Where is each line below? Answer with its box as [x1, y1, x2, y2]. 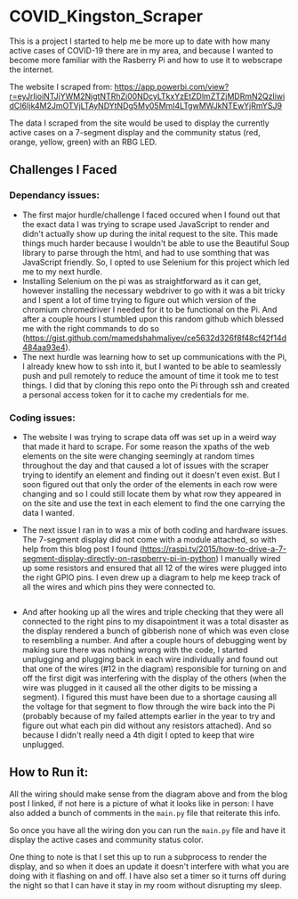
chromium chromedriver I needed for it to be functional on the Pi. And [21, 304, 278, 315]
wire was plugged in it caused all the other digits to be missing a [21, 682, 258, 692]
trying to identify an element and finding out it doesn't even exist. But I [21, 470, 280, 480]
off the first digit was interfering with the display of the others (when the [21, 673, 287, 683]
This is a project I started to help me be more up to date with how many [9, 36, 270, 46]
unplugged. [21, 739, 65, 749]
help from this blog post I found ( [21, 543, 143, 554]
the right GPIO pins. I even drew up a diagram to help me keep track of [21, 572, 281, 583]
